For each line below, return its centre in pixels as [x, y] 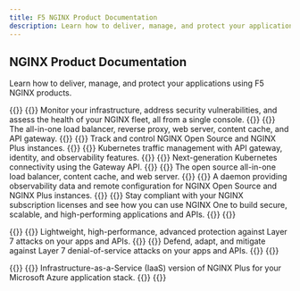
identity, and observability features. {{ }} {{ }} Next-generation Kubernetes [143, 158]
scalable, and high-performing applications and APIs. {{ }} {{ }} [123, 214]
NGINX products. [41, 93]
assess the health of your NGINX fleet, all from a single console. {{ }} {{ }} [142, 120]
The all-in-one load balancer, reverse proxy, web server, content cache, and [149, 129]
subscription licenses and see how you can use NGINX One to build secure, [148, 205]
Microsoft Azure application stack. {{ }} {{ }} [88, 278]
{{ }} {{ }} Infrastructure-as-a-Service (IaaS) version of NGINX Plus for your [146, 268]
